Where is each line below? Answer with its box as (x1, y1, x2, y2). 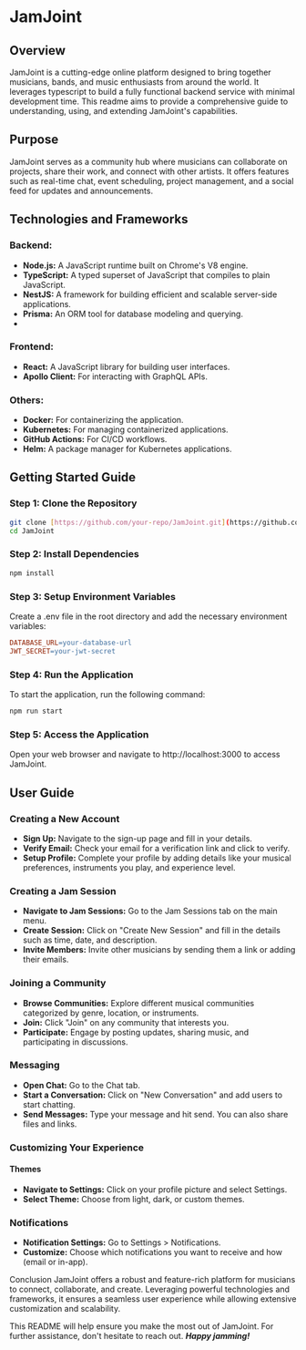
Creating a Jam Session (9, 884, 117, 897)
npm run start (9, 706, 64, 716)
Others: (9, 394, 44, 407)
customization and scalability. (9, 1304, 121, 1314)
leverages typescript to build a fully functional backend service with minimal (9, 87, 296, 97)
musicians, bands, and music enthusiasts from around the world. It (9, 77, 260, 88)
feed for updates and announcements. (9, 185, 153, 196)
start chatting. (22, 1098, 76, 1109)
